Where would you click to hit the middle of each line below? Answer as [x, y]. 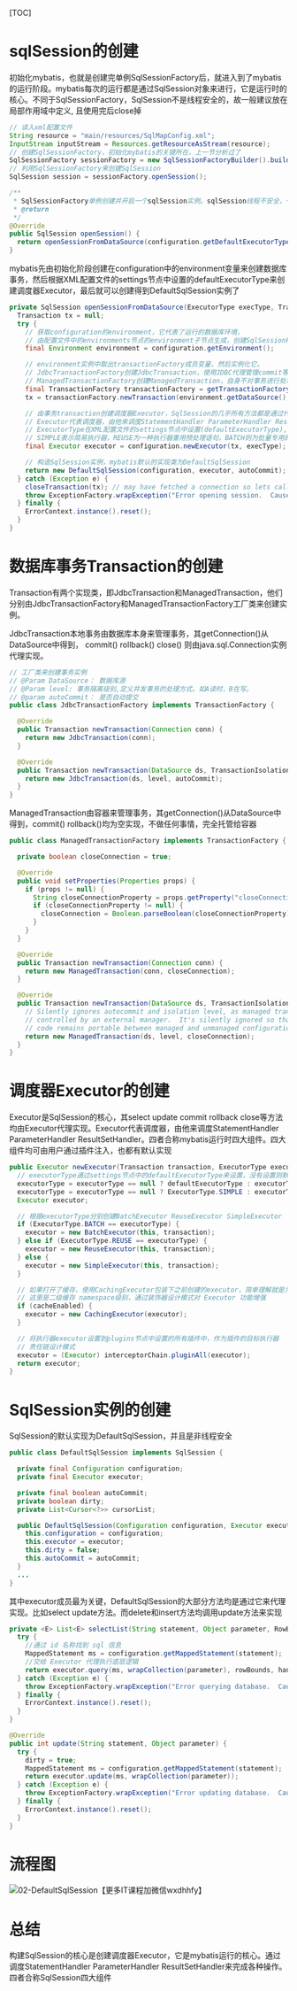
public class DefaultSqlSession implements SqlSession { [116, 1453]
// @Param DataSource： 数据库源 [67, 681]
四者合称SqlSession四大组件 [61, 1978]
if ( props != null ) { [65, 889]
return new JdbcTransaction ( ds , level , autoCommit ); [124, 778]
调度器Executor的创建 [89, 1091]
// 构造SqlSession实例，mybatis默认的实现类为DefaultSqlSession [138, 463]
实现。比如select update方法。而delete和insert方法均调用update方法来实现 [146, 1612]
